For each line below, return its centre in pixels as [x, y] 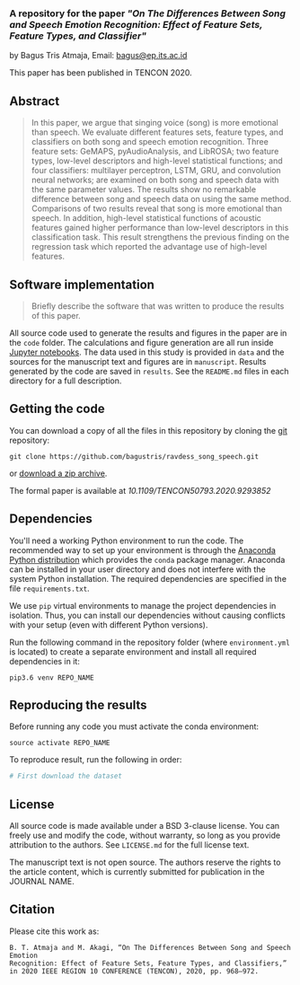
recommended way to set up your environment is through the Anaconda [143, 550]
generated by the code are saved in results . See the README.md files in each [149, 371]
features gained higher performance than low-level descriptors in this [160, 228]
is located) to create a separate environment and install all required [133, 651]
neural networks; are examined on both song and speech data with [155, 180]
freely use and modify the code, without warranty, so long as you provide [145, 835]
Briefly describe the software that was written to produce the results [158, 306]
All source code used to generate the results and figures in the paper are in [148, 333]
